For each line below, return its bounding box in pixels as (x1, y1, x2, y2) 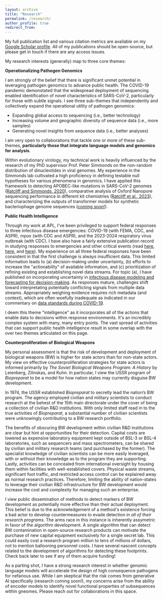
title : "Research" (5, 12, 42, 17)
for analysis (5, 148, 30, 154)
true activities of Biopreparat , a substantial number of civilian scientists (5, 410, 147, 416)
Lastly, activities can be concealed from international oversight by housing (5, 461, 154, 467)
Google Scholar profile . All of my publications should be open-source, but (5, 44, 153, 50)
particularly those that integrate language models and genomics (22, 143, 156, 148)
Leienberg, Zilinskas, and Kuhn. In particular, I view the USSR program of (5, 370, 151, 376)
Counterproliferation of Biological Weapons (5, 340, 95, 345)
